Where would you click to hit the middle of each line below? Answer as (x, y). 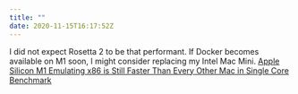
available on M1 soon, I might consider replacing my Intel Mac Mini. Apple (145, 61)
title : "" (28, 17)
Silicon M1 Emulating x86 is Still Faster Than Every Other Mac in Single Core (149, 70)
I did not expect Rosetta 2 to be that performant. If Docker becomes (134, 51)
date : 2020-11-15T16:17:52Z (62, 26)
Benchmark (30, 80)
